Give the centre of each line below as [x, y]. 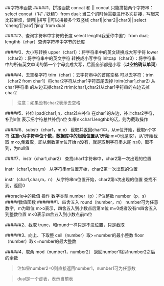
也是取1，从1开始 [137, 136]
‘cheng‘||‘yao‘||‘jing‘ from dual [35, 26]
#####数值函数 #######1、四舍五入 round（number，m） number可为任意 [82, 202]
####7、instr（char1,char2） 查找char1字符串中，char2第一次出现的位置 [78, 158]
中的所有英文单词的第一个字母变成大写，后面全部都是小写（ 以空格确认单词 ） [82, 64]
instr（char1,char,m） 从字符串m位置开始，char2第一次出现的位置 [71, 169]
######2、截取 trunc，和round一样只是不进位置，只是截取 [65, 225]
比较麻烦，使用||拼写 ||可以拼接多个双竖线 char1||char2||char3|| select [76, 20]
